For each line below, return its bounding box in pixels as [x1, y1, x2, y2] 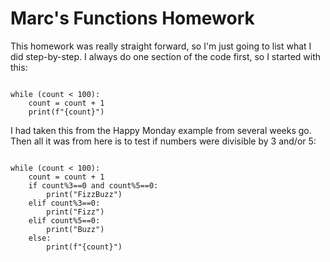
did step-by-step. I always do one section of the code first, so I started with [10, 50, 322, 62]
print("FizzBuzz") [46, 189, 123, 199]
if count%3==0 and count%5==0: [28, 180, 159, 191]
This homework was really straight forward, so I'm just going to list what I [10, 40, 312, 52]
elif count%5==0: [28, 215, 101, 226]
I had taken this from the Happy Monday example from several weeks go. [10, 124, 312, 136]
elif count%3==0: [28, 198, 101, 208]
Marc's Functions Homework [10, 7, 255, 30]
